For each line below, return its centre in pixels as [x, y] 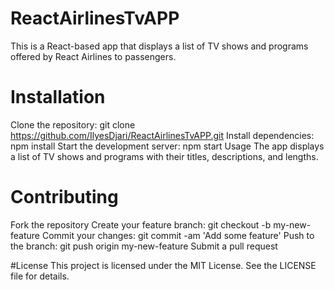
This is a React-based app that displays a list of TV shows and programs [159, 46]
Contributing [64, 197]
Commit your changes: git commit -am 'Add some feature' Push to [178, 235]
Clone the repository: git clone [73, 124]
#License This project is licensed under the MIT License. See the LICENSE [163, 265]
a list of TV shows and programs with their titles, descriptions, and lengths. [164, 156]
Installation [58, 97]
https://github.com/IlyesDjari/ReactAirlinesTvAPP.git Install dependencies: [162, 135]
